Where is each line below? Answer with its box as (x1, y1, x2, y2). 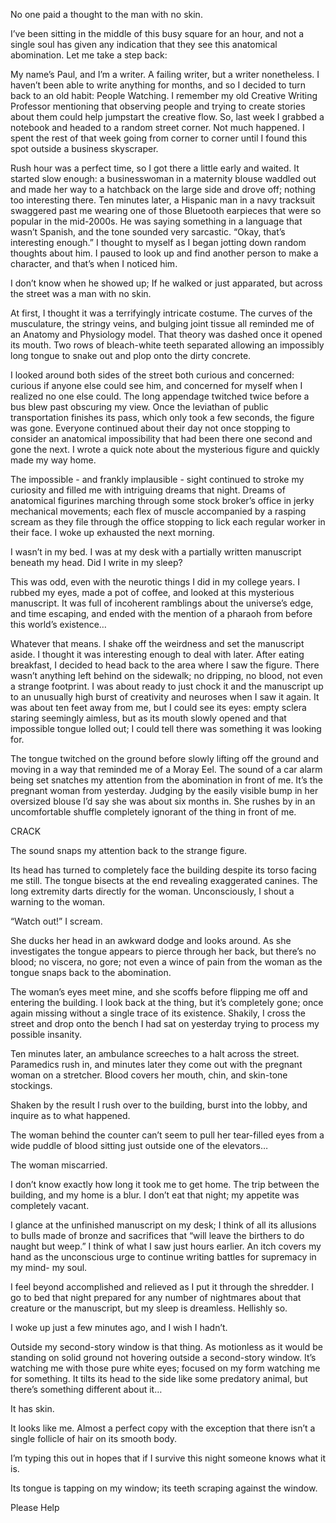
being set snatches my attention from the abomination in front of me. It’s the (10, 774, 323, 786)
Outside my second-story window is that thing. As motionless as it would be (10, 1341, 323, 1353)
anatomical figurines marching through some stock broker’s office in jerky (10, 495, 315, 506)
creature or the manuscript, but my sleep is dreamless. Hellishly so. (10, 1302, 288, 1314)
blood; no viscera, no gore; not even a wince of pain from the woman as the (10, 956, 323, 968)
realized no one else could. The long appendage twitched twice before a (10, 390, 310, 402)
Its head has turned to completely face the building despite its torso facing (10, 864, 317, 876)
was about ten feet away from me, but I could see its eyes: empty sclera (10, 702, 307, 713)
